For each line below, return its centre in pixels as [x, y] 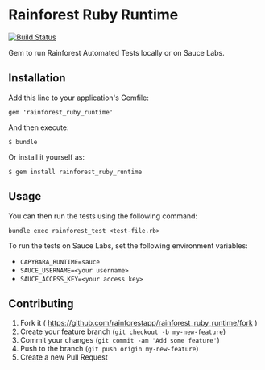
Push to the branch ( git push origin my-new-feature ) [109, 349]
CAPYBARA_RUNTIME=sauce [60, 262]
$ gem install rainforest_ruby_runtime [75, 172]
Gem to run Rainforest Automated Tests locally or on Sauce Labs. [116, 52]
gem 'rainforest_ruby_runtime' [61, 112]
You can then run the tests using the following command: [103, 216]
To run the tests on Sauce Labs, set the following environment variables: [128, 245]
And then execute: [39, 127]
